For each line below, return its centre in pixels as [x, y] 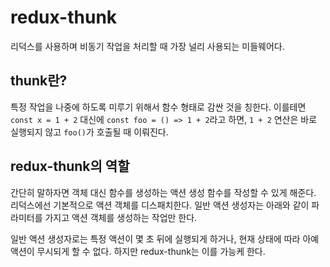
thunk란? [39, 81]
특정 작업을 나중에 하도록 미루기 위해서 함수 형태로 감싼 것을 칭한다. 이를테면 [158, 107]
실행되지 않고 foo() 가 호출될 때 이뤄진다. [89, 132]
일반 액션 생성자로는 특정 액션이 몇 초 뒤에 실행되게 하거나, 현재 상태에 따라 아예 [165, 238]
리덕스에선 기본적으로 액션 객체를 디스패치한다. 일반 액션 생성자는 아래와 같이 [160, 205]
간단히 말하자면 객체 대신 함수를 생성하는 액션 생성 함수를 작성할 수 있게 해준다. [163, 192]
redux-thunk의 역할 [70, 166]
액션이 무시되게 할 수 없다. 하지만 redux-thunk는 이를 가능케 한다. [138, 251]
